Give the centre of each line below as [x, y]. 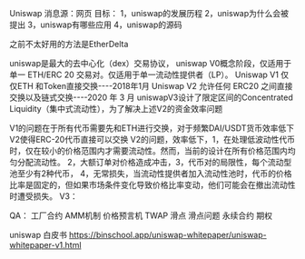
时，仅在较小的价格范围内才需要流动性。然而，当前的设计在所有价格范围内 [148, 151]
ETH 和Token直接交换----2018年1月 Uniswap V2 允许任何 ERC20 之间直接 [155, 86]
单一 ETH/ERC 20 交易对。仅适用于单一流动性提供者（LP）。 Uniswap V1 [144, 75]
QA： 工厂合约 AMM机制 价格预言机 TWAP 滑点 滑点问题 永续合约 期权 [141, 215]
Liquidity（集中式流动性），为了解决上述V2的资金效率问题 [116, 109]
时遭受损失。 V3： [44, 196]
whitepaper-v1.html [45, 245]
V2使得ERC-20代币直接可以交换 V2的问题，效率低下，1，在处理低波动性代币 [152, 139]
